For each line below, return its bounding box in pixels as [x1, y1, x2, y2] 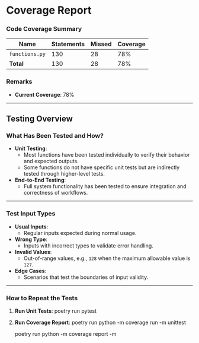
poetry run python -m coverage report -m [14, 331, 117, 338]
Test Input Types [6, 209, 56, 218]
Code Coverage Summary [6, 25, 82, 33]
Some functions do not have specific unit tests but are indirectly [23, 164, 180, 171]
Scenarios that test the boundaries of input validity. [23, 274, 149, 281]
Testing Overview [6, 114, 73, 124]
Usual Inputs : [14, 223, 49, 230]
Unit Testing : [14, 145, 47, 152]
